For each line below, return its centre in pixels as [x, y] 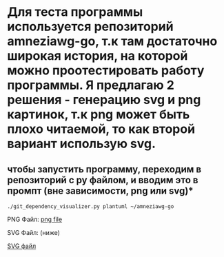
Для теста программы [75, 12]
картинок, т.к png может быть [99, 115]
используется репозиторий [90, 27]
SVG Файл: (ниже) [34, 233]
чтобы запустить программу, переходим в [104, 169]
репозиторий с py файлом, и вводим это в [103, 180]
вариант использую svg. [82, 144]
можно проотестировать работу [106, 71]
